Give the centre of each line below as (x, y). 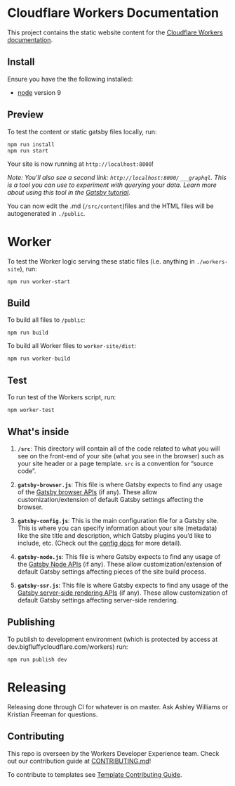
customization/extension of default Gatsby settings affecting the (110, 499)
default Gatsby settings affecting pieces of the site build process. (112, 572)
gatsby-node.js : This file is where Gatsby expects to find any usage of (119, 556)
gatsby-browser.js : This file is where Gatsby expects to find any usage (120, 484)
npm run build (28, 333)
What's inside (38, 431)
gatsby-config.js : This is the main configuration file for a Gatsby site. (118, 520)
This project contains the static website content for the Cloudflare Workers (115, 32)
